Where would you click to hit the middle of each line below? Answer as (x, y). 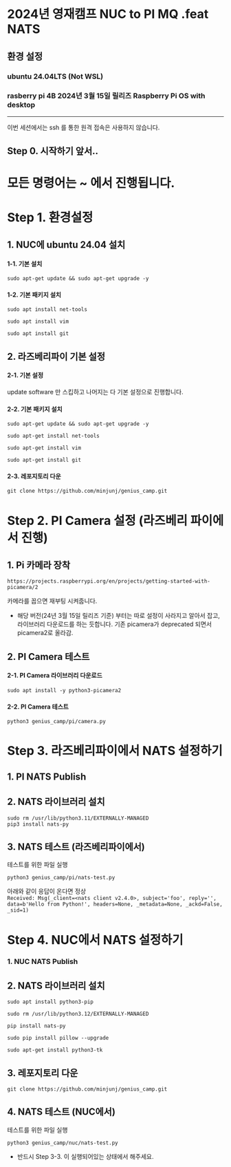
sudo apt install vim (38, 322)
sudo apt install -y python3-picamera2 (64, 690)
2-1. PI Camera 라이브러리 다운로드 (55, 676)
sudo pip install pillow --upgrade (58, 1038)
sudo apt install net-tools (47, 310)
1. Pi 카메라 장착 (39, 565)
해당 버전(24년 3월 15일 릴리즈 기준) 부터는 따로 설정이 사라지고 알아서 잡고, (118, 616)
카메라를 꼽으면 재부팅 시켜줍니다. (52, 601)
